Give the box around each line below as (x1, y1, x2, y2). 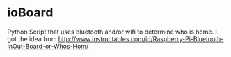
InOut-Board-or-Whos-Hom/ (7, 42, 89, 50)
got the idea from (7, 34, 57, 43)
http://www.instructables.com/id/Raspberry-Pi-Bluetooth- (58, 34, 224, 43)
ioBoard (7, 5, 54, 21)
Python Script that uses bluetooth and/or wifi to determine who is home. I (7, 27, 218, 36)
